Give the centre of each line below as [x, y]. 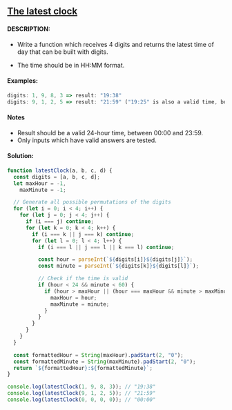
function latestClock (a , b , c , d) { [60, 170]
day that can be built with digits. [62, 52]
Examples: [22, 81]
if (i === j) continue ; [60, 222]
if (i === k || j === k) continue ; [83, 234]
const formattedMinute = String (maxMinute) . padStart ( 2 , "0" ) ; [105, 362]
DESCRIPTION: [29, 29]
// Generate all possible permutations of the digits [92, 202]
